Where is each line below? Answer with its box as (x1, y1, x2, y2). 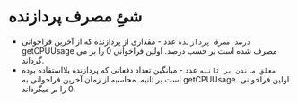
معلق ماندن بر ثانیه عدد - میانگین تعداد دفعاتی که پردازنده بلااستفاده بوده (21, 64, 276, 75)
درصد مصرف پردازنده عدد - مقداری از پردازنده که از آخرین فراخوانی (21, 36, 251, 47)
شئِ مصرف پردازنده (8, 6, 143, 27)
